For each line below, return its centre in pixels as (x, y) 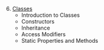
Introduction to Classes (50, 15)
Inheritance (35, 28)
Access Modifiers (43, 34)
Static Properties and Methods (60, 41)
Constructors (38, 21)
